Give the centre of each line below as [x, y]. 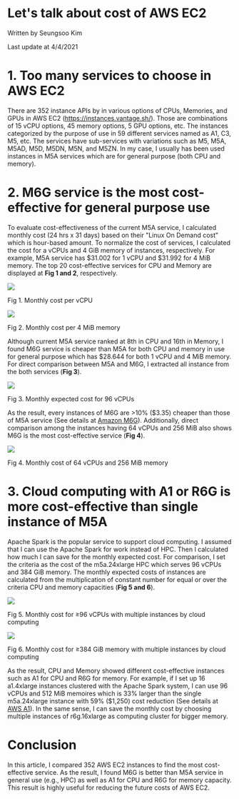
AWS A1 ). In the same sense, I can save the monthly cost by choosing [110, 708]
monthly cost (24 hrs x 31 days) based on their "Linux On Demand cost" [113, 235]
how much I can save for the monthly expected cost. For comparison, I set [117, 557]
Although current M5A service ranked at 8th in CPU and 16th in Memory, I [116, 341]
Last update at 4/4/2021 [43, 46]
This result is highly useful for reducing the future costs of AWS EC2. [109, 788]
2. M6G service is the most [88, 192]
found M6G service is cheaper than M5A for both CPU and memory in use [116, 348]
